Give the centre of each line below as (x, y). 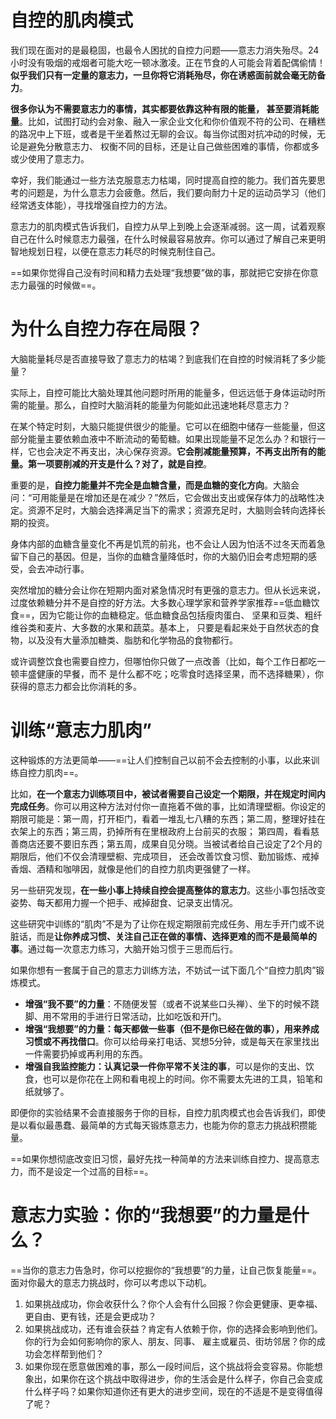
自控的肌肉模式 (72, 20)
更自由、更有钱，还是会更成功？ (90, 1316)
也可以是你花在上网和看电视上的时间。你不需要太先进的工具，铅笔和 (182, 1078)
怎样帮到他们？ (73, 1353)
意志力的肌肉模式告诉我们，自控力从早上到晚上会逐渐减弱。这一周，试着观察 (168, 226)
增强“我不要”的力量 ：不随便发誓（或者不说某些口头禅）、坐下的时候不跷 (172, 1003)
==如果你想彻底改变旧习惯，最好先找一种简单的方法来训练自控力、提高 (156, 1158)
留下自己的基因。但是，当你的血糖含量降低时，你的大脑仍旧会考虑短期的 (159, 556)
